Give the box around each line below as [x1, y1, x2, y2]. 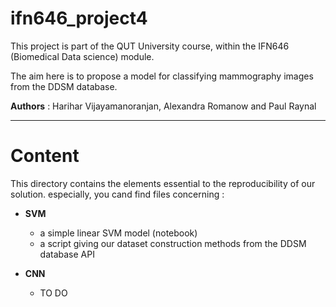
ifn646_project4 [10, 7, 148, 30]
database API [39, 248, 95, 260]
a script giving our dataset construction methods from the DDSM [39, 237, 307, 249]
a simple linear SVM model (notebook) [39, 227, 198, 239]
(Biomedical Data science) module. [10, 50, 155, 62]
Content [10, 145, 80, 167]
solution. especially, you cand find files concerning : [10, 188, 225, 200]
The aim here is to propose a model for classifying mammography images [10, 70, 314, 82]
